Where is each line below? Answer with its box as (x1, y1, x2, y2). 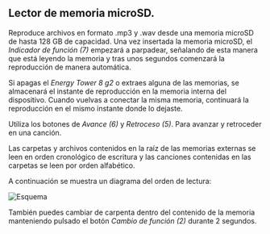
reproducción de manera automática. (8, 62, 131, 72)
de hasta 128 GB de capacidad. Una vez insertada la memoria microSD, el (8, 36, 252, 46)
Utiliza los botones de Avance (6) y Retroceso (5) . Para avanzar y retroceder (8, 119, 262, 128)
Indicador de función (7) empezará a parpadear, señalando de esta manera (8, 44, 258, 55)
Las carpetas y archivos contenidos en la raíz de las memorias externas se (8, 143, 256, 153)
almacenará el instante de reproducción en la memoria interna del (8, 86, 227, 96)
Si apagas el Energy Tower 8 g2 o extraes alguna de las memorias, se (8, 77, 239, 87)
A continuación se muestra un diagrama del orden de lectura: (8, 176, 212, 186)
